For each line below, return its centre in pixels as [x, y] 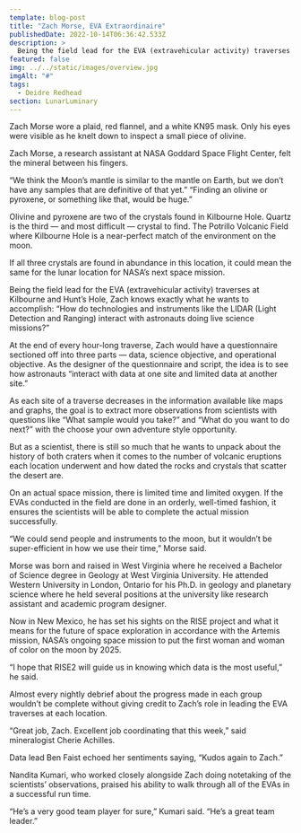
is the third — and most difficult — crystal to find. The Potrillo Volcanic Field [149, 226]
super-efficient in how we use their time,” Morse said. [108, 548]
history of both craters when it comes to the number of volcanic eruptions [146, 456]
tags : [19, 84]
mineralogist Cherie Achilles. [62, 741]
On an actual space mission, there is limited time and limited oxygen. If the [146, 493]
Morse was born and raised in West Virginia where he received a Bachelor [146, 566]
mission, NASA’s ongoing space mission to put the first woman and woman [147, 640]
